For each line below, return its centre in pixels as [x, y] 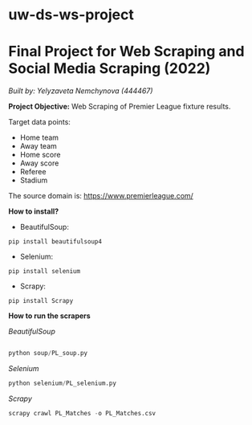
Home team [39, 137]
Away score [39, 163]
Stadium [34, 180]
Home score [40, 155]
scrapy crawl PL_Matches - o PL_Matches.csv [82, 413]
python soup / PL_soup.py [48, 353]
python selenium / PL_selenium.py [62, 383]
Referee [33, 172]
